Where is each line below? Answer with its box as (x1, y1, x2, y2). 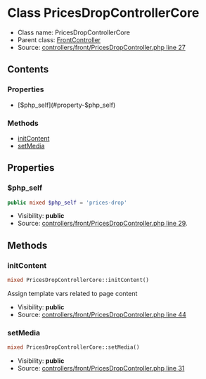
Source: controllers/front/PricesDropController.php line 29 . (17, 219, 188, 228)
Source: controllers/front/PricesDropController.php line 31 (17, 364, 185, 373)
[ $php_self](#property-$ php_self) (17, 101, 116, 109)
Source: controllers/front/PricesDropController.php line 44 (17, 311, 186, 319)
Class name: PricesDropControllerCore (17, 28, 130, 37)
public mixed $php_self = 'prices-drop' (7, 199, 128, 206)
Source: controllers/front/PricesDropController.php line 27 (17, 43, 186, 51)
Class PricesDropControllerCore (7, 5, 200, 21)
